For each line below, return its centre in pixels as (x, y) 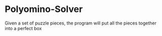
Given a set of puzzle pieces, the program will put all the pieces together (81, 23)
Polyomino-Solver (44, 9)
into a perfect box (23, 28)
